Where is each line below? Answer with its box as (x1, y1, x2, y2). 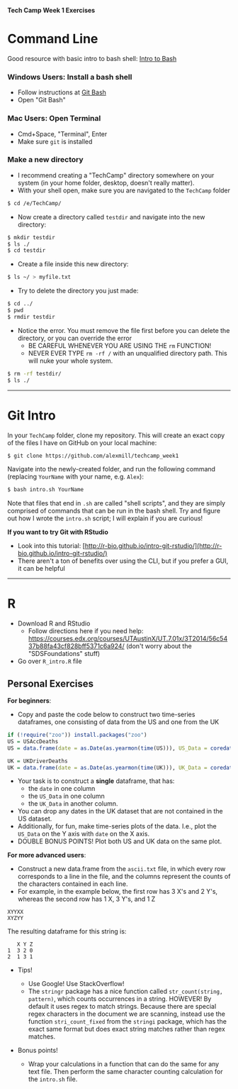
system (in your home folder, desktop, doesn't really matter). (17, 178, 195, 187)
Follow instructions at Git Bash (17, 88, 106, 97)
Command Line (7, 31, 98, 47)
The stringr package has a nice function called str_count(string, (28, 987, 223, 996)
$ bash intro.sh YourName (7, 486, 84, 493)
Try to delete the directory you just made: (17, 287, 139, 295)
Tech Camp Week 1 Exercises (7, 6, 96, 14)
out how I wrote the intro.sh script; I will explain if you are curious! (7, 514, 203, 522)
